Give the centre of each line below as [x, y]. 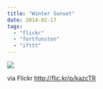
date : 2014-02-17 [32, 20]
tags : [15, 26]
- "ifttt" [27, 46]
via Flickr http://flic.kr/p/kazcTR [51, 78]
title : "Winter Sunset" [41, 13]
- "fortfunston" [36, 39]
